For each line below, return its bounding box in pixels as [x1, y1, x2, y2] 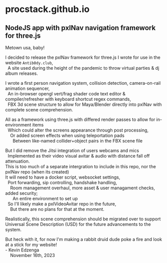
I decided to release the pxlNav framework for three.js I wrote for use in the [5, 54, 160, 60]
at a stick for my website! [5, 242, 57, 247]
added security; [5, 190, 38, 196]
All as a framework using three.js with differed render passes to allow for [5, 116, 155, 122]
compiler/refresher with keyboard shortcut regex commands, [5, 96, 131, 102]
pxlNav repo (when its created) [5, 169, 69, 175]
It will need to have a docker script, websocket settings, [5, 174, 120, 180]
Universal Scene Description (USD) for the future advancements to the [5, 221, 151, 227]
